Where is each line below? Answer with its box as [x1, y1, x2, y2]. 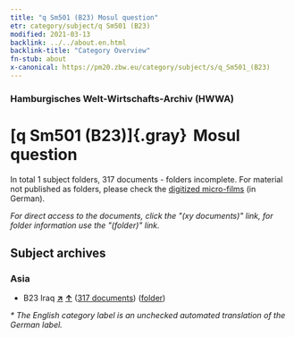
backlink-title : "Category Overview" [10, 46, 151, 55]
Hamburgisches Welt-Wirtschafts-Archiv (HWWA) [10, 92, 235, 105]
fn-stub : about [10, 55, 67, 63]
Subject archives [10, 246, 106, 261]
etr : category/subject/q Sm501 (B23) [10, 21, 151, 30]
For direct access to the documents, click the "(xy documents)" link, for [10, 210, 273, 221]
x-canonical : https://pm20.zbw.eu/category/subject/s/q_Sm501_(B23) [10, 63, 271, 72]
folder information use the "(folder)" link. [10, 220, 160, 231]
